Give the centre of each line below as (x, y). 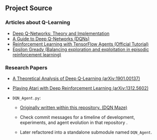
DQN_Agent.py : (26, 97)
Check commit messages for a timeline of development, (77, 117)
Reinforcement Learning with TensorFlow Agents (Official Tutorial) (80, 44)
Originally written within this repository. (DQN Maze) (73, 107)
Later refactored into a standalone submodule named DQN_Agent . (86, 132)
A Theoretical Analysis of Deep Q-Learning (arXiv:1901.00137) (76, 78)
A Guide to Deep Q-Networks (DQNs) (51, 38)
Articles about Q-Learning (38, 22)
